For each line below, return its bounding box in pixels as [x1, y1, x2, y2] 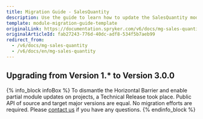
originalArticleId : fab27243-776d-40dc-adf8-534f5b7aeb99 [6, 31, 155, 37]
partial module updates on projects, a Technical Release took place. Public [6, 93, 192, 100]
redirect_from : [6, 37, 45, 43]
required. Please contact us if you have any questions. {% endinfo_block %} [6, 106, 196, 113]
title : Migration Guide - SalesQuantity [6, 8, 110, 15]
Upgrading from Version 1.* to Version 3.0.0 [6, 71, 175, 81]
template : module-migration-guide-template [6, 20, 118, 26]
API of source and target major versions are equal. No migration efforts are [6, 99, 192, 106]
